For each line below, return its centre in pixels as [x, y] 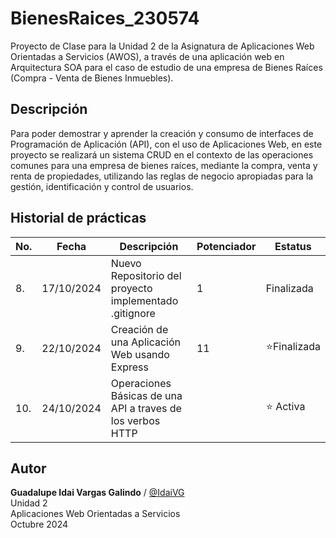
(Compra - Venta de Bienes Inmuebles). [92, 78]
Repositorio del [146, 275]
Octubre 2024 [39, 524]
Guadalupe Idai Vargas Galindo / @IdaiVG [97, 493]
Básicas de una [146, 395]
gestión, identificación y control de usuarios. [102, 186]
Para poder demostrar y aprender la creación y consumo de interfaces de [162, 133]
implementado [144, 300]
